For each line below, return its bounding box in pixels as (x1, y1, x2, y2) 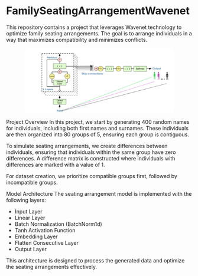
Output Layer (14, 245, 47, 252)
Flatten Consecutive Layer (14, 239, 79, 246)
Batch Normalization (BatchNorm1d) (14, 220, 102, 228)
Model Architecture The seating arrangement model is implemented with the (6, 190, 192, 197)
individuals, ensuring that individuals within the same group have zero (6, 149, 176, 156)
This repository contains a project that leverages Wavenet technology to (6, 24, 182, 31)
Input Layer (14, 208, 43, 215)
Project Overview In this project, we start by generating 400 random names (6, 118, 190, 125)
